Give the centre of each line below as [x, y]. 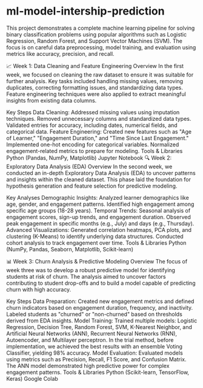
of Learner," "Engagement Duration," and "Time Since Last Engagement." [98, 138]
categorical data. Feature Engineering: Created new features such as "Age [99, 131]
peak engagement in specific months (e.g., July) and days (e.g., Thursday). [100, 223]
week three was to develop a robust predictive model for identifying [91, 270]
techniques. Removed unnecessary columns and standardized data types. [99, 118]
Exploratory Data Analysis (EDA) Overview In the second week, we [89, 166]
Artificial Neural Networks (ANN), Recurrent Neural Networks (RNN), [92, 333]
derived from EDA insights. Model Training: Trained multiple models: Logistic [102, 321]
